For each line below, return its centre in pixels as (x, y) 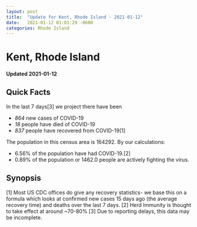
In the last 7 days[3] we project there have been (64, 106)
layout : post (22, 11)
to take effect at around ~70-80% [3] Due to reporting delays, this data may (98, 211)
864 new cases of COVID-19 (49, 118)
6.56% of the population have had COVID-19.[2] (73, 153)
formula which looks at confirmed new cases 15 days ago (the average (92, 199)
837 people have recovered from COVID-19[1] (70, 130)
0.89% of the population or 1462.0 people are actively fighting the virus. (102, 159)
